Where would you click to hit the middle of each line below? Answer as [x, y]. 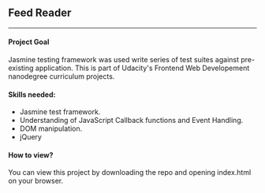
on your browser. [36, 181]
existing [21, 68]
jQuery [30, 137]
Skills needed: [32, 95]
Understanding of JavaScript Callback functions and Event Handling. [131, 121]
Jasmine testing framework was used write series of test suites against [123, 60]
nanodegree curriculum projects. [62, 76]
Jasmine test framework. [60, 112]
